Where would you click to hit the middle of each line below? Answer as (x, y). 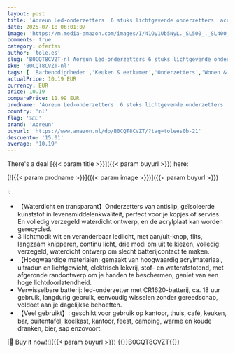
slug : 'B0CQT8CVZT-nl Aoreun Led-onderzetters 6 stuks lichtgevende (109, 60)
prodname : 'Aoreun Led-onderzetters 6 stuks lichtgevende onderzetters (115, 105)
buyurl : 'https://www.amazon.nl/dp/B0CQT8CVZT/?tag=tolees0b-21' (104, 131)
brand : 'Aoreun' (31, 124)
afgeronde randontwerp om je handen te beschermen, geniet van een (118, 275)
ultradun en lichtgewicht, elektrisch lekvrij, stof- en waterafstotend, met (120, 268)
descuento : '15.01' (36, 137)
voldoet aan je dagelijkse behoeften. (70, 305)
